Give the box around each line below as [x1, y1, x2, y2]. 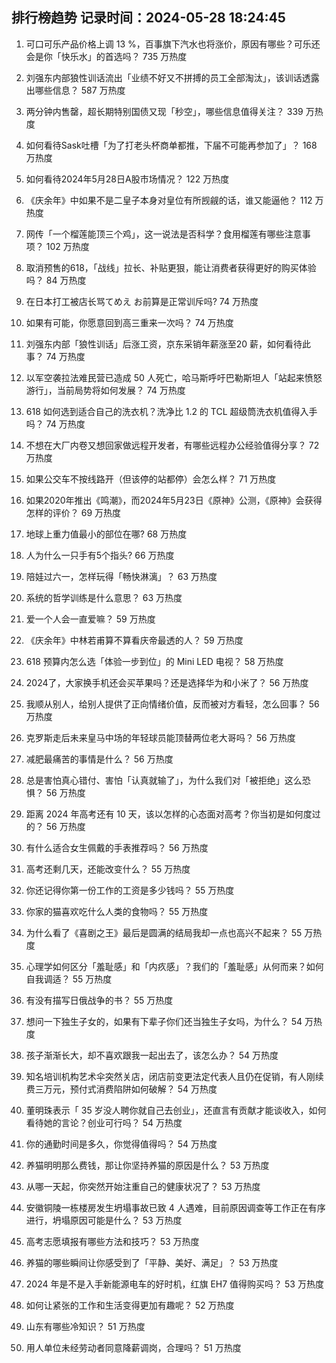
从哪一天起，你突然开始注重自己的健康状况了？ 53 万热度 [25, 1180, 261, 1192]
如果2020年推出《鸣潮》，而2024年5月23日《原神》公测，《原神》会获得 [25, 494, 323, 506]
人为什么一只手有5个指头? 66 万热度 [25, 549, 175, 561]
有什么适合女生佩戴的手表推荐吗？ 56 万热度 [25, 841, 209, 853]
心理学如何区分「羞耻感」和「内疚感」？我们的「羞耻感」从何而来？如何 [25, 960, 324, 972]
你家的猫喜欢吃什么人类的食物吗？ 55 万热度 [25, 905, 209, 917]
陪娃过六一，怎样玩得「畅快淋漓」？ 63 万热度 [25, 570, 218, 582]
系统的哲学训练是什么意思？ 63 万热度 [25, 591, 183, 603]
